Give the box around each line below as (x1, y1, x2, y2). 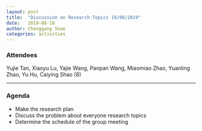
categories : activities (6, 31, 66, 37)
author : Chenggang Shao (6, 25, 66, 32)
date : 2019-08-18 (6, 20, 55, 26)
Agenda (6, 91, 30, 100)
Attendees (6, 51, 38, 59)
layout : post (6, 8, 39, 15)
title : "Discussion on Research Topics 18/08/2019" (6, 14, 141, 20)
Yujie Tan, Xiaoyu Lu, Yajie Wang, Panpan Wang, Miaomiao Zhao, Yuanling (6, 64, 191, 72)
